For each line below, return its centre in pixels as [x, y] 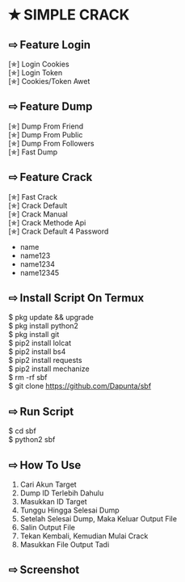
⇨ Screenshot [44, 570]
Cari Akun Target [48, 485]
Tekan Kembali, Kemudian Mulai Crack [84, 536]
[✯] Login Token [36, 73]
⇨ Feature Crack [50, 177]
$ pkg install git [34, 335]
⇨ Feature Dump [50, 107]
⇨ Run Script [41, 411]
